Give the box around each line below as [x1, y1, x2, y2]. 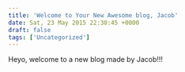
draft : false [8, 26, 51, 34]
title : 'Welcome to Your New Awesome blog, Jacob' [8, 11, 179, 20]
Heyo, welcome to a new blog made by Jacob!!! [8, 55, 164, 64]
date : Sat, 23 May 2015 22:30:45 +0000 [8, 19, 140, 27]
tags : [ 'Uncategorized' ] [8, 33, 90, 41]
